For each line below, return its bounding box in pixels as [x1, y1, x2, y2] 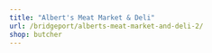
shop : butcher [9, 30, 63, 39]
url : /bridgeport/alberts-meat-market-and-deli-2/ [9, 22, 204, 31]
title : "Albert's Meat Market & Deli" [9, 13, 155, 22]
